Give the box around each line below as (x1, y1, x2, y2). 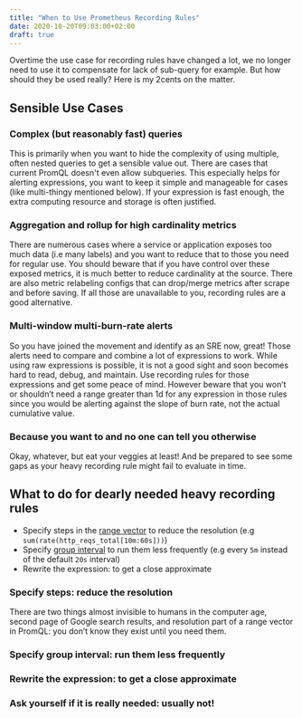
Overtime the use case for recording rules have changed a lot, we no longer (9, 55, 292, 66)
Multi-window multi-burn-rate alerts (9, 320, 174, 332)
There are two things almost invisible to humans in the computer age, (9, 607, 268, 617)
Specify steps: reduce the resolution (9, 586, 174, 598)
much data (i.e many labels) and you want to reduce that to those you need (9, 249, 289, 260)
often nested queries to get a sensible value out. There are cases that (9, 158, 269, 168)
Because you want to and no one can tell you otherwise (9, 430, 257, 443)
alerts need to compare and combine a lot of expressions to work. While (9, 349, 278, 360)
